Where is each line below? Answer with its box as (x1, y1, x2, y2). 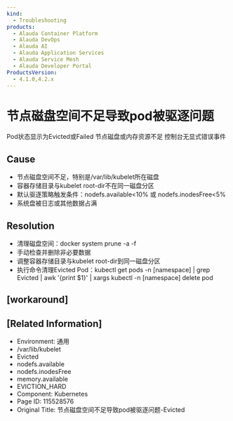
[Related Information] (6, 317, 102, 330)
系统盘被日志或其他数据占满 (16, 199, 98, 208)
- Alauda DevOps (13, 36, 60, 44)
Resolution (6, 220, 55, 232)
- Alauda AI (13, 43, 48, 50)
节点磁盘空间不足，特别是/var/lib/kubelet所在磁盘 (16, 173, 159, 181)
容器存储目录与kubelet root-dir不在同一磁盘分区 (16, 182, 155, 190)
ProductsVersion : (6, 69, 58, 76)
